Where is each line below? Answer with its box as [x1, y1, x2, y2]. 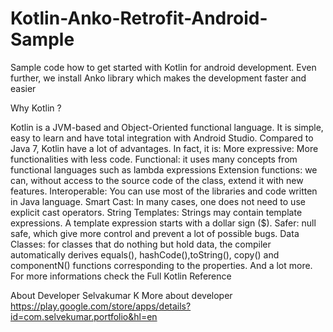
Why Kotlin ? [10, 102, 62, 114]
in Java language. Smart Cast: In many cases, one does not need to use [10, 195, 306, 207]
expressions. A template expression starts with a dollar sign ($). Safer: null [10, 217, 317, 229]
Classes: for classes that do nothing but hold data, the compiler [10, 238, 272, 250]
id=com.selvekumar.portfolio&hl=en [10, 310, 158, 322]
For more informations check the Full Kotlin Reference [10, 270, 232, 282]
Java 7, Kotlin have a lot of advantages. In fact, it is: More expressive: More [10, 142, 319, 154]
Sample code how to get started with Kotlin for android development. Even [10, 61, 317, 73]
